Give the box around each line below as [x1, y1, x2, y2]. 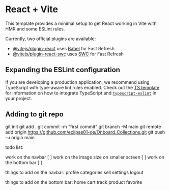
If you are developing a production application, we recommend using [5, 79, 150, 85]
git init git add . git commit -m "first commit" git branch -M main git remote [5, 123, 161, 130]
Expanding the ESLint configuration [5, 66, 121, 74]
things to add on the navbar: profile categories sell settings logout [5, 169, 144, 175]
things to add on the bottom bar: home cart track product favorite [5, 179, 143, 185]
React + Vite [5, 4, 59, 15]
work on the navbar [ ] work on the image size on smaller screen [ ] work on [5, 154, 164, 160]
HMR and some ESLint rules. [5, 25, 65, 31]
